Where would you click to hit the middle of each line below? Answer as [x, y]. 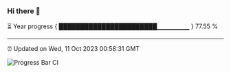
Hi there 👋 [24, 11]
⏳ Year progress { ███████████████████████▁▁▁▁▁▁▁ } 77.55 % [113, 26]
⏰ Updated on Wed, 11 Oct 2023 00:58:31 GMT [73, 49]
